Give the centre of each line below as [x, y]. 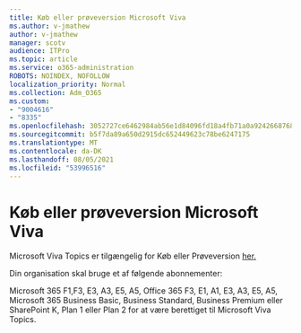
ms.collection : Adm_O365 [56, 92]
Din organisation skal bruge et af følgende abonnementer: [116, 274]
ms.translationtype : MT [54, 143]
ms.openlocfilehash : [48, 127]
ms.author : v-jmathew [50, 26]
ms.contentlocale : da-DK [56, 151]
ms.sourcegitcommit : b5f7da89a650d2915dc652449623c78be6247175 [130, 135]
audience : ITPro [39, 51]
